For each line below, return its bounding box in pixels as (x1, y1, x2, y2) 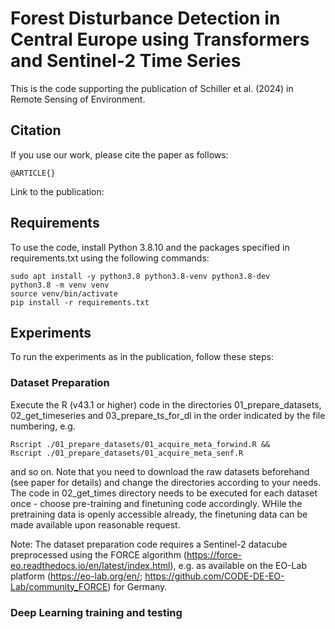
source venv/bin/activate (10, 288, 118, 299)
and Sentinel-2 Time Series (10, 50, 242, 72)
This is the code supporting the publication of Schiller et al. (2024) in (10, 82, 294, 94)
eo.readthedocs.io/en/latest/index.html (10, 559, 171, 571)
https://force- (186, 548, 243, 561)
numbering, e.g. (10, 420, 76, 432)
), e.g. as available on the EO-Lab (169, 559, 307, 571)
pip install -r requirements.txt (10, 297, 150, 307)
